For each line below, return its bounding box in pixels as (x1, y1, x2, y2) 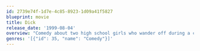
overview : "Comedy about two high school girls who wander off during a (6, 30, 190, 36)
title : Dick (6, 19, 36, 25)
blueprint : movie (6, 14, 49, 20)
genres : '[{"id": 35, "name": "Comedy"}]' (6, 36, 113, 42)
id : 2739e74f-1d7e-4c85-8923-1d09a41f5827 (6, 8, 113, 15)
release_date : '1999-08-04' (6, 25, 76, 31)
